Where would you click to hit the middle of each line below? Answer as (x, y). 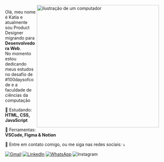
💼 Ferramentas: (20, 130)
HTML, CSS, (18, 115)
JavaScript (16, 120)
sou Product (17, 27)
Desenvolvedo (20, 43)
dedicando (16, 64)
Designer (14, 33)
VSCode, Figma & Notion (31, 135)
